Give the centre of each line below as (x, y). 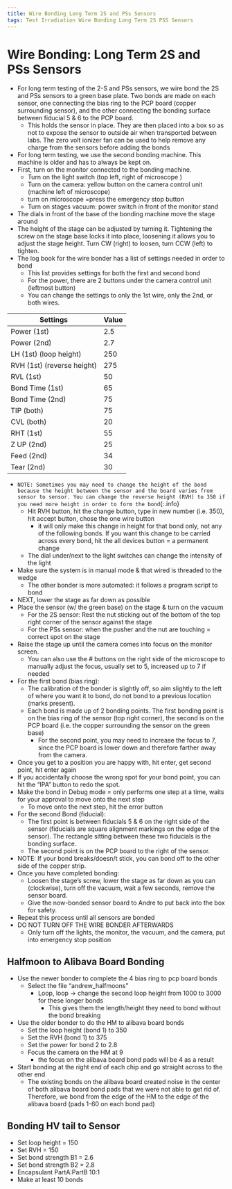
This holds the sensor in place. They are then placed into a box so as (126, 125)
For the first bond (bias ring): (58, 681)
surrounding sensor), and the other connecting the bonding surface (114, 111)
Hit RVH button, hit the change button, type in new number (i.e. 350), (126, 511)
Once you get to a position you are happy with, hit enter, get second (114, 763)
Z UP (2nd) (29, 444)
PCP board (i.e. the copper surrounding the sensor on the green (119, 726)
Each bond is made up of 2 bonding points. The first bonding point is (125, 711)
